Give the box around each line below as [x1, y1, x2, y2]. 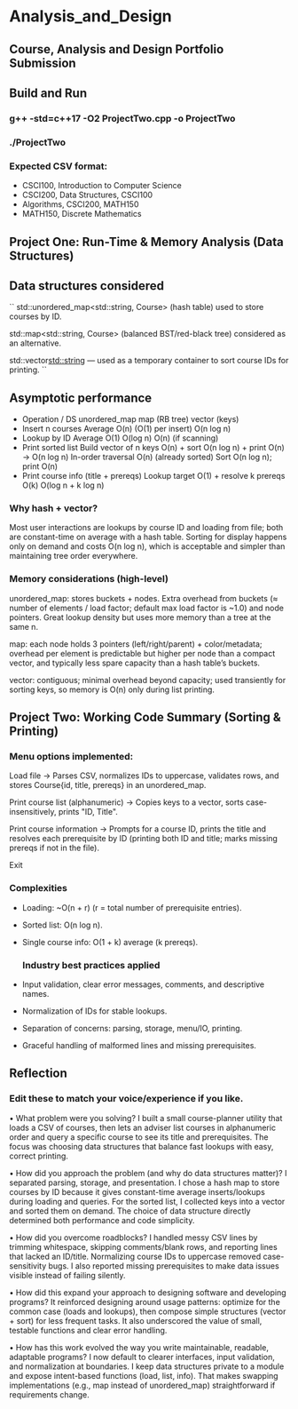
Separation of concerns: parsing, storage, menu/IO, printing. [21, 1023, 243, 1033]
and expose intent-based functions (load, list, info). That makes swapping [9, 1370, 278, 1381]
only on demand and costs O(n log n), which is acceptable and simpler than [9, 541, 286, 552]
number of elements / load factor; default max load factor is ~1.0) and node [9, 602, 284, 613]
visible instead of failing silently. [9, 1270, 126, 1280]
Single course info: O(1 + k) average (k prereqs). [21, 936, 199, 947]
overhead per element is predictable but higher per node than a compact [9, 648, 276, 658]
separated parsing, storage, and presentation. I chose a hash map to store [9, 1177, 280, 1188]
